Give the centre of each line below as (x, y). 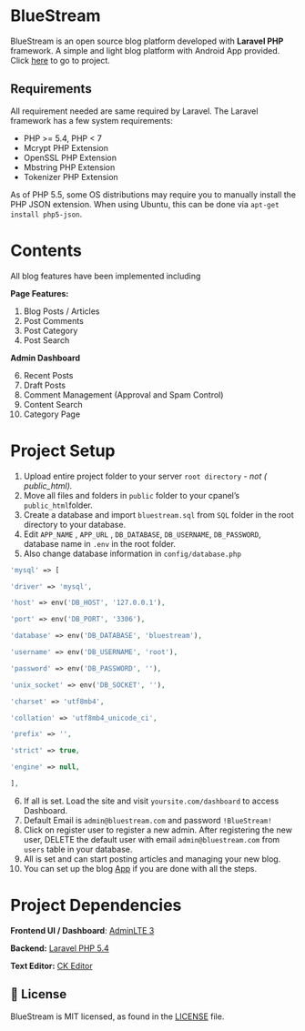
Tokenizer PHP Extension (71, 177)
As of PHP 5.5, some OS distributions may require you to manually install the (153, 194)
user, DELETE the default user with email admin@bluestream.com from (152, 839)
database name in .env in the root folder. (100, 543)
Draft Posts (45, 385)
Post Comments (54, 320)
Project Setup (63, 450)
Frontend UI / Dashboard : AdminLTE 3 (82, 930)
